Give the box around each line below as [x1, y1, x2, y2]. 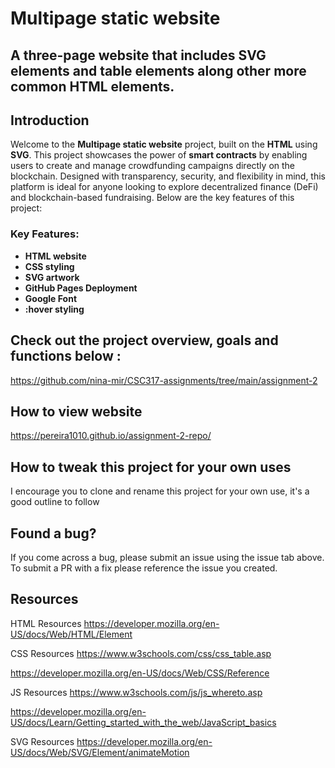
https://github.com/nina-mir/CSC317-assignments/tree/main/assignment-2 [10, 374, 318, 386]
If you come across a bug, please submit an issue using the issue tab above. [10, 551, 325, 563]
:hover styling [24, 303, 85, 315]
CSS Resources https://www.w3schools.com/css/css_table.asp [10, 647, 272, 659]
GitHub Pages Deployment [24, 282, 138, 294]
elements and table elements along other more [10, 62, 307, 79]
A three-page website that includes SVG [10, 47, 267, 64]
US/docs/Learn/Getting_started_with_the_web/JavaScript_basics [10, 716, 277, 728]
